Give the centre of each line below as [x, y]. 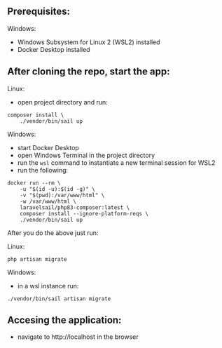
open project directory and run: [62, 102]
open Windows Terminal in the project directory [86, 155]
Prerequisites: [39, 12]
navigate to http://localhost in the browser [78, 337]
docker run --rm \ [34, 183]
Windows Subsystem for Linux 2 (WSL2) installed [89, 42]
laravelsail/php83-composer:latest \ [75, 207]
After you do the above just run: [53, 233]
